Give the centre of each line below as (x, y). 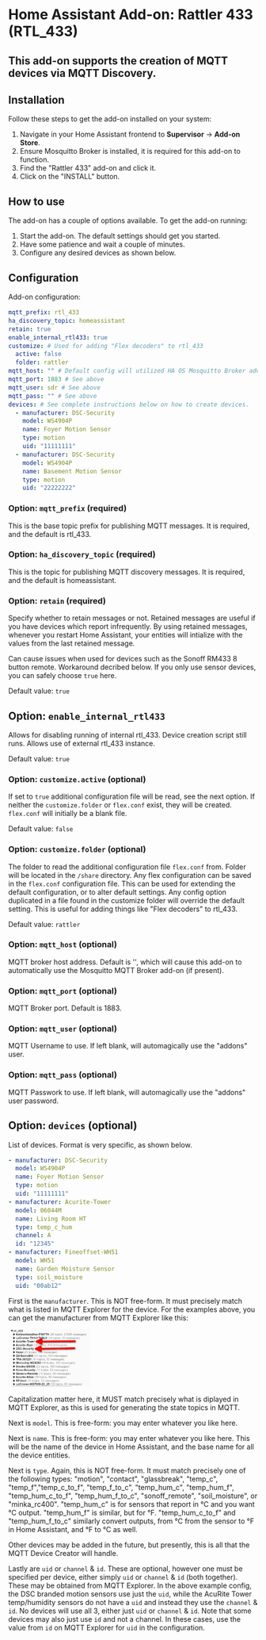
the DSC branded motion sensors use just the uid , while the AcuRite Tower (130, 1594)
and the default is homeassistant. (63, 580)
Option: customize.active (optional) (77, 779)
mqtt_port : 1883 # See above (56, 379)
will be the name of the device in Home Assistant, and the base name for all (131, 1446)
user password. (34, 1101)
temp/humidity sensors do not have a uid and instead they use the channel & (133, 1602)
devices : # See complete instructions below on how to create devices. (129, 404)
